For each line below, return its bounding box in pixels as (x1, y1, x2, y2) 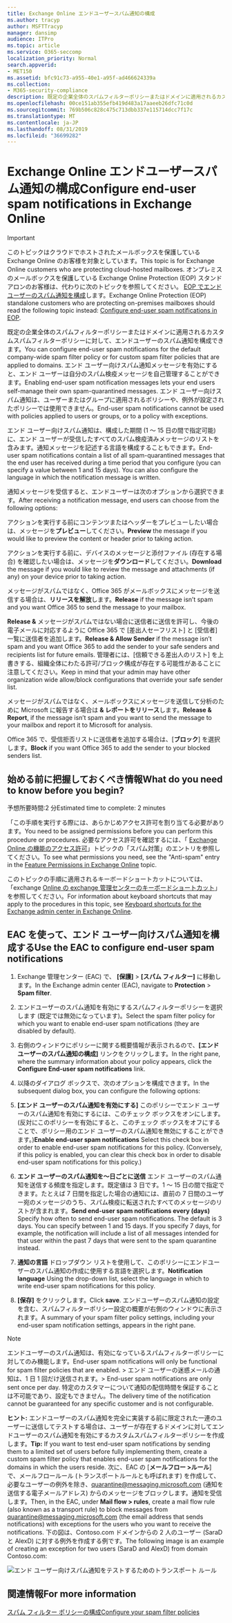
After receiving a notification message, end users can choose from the (18, 496, 220, 505)
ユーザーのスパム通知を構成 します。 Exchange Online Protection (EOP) (7, 291, 207, 300)
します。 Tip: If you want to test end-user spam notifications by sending (7, 1439, 211, 1448)
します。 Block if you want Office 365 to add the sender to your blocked (7, 744, 211, 752)
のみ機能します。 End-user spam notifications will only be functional (25, 1357, 217, 1366)
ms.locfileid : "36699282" (7, 132, 81, 139)
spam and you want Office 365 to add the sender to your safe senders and (7, 643, 220, 651)
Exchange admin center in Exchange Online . (7, 907, 133, 915)
